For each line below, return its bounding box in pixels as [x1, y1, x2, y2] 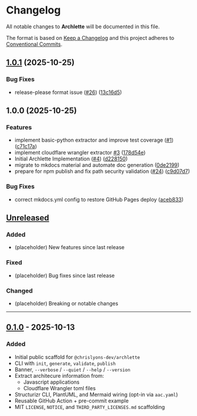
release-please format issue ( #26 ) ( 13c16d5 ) [14, 89, 122, 96]
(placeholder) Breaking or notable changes [14, 300, 118, 307]
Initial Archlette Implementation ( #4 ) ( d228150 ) [14, 155, 128, 162]
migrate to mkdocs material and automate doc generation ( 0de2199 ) [14, 162, 180, 169]
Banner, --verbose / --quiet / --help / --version [14, 365, 131, 373]
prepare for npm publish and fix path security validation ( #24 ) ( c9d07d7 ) [14, 168, 191, 175]
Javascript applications [23, 378, 80, 385]
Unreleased [6, 213, 50, 223]
